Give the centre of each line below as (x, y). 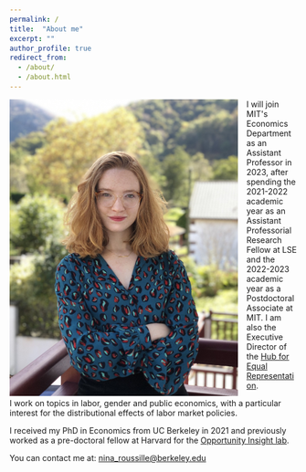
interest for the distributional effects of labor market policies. (123, 413)
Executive (264, 337)
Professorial (269, 230)
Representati (270, 375)
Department (269, 133)
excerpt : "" (32, 38)
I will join (263, 104)
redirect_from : (38, 58)
